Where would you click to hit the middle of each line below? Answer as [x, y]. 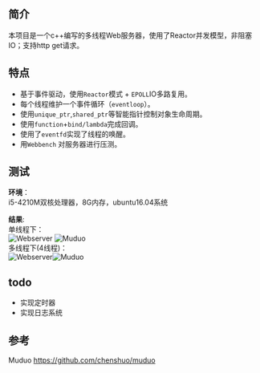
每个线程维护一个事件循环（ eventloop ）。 [87, 103]
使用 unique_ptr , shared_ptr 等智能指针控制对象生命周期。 [113, 114]
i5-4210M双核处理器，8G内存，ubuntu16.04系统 [88, 202]
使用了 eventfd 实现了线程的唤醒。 [75, 134]
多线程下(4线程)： [38, 248]
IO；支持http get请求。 [46, 45]
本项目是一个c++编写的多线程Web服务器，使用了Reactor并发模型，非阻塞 [130, 35]
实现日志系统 [41, 313]
